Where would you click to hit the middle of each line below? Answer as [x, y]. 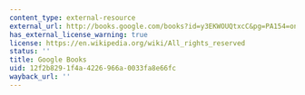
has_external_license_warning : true [79, 34]
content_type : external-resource [73, 18]
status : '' [30, 52]
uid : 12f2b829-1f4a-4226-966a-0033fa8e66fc [93, 69]
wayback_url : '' [40, 77]
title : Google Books [49, 60]
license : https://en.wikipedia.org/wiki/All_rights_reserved [128, 43]
